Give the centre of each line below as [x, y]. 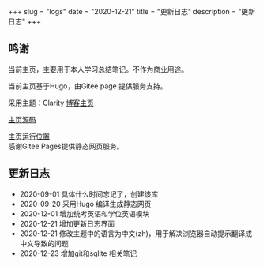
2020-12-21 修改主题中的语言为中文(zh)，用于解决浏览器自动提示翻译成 [136, 233]
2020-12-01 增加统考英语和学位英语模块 [85, 214]
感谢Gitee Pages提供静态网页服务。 [66, 146]
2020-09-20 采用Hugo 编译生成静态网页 [85, 204]
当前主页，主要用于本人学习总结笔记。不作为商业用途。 [98, 69]
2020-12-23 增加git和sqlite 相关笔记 [78, 253]
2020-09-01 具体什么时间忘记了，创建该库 [89, 194]
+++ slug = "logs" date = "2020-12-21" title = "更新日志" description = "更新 [132, 11]
